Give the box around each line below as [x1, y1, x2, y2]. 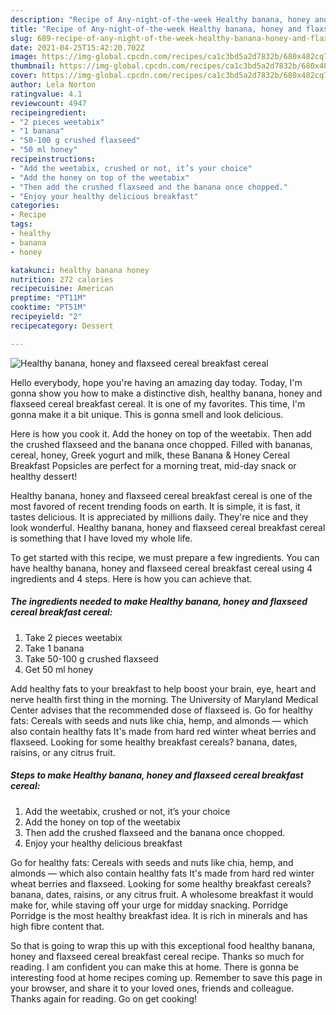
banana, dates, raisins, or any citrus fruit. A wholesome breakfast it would [10, 888, 314, 900]
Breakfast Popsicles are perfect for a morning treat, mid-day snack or [10, 459, 297, 471]
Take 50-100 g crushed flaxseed [24, 652, 159, 665]
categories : [10, 201, 60, 211]
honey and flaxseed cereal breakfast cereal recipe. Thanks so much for [10, 950, 305, 962]
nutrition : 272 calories [10, 274, 114, 285]
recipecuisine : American [10, 284, 114, 294]
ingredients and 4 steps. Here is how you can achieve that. [10, 572, 253, 585]
